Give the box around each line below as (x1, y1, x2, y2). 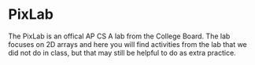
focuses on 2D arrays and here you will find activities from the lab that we (8, 39, 248, 49)
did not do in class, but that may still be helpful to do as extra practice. (8, 48, 236, 57)
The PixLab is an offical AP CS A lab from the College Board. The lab (8, 31, 231, 41)
